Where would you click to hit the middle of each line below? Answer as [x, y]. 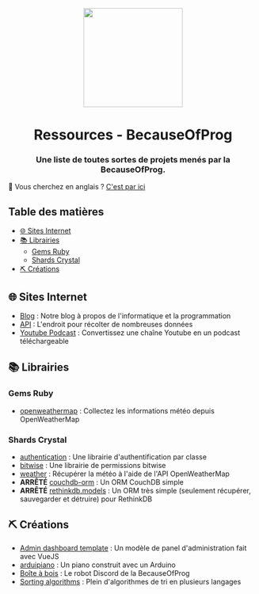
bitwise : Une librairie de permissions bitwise [93, 466]
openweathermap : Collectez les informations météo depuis [117, 410]
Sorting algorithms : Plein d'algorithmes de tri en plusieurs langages [130, 581]
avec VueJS [39, 556]
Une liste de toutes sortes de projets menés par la [133, 160]
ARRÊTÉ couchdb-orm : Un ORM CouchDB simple [102, 482]
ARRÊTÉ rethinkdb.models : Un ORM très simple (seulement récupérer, [135, 491]
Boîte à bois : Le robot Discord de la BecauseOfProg [105, 573]
